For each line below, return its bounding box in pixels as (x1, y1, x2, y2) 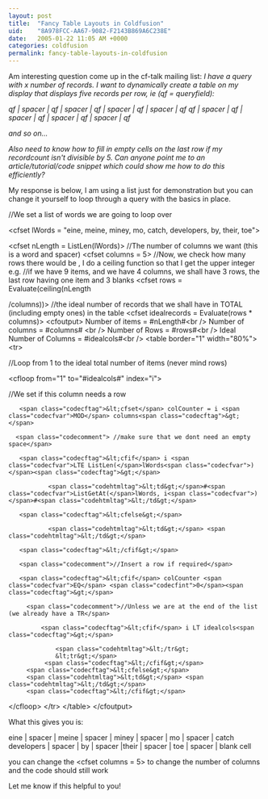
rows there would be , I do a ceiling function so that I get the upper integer (8, 258, 256, 267)
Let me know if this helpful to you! (8, 781, 121, 791)
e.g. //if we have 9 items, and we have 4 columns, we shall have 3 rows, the (8, 267, 260, 276)
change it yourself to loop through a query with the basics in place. (8, 195, 232, 203)
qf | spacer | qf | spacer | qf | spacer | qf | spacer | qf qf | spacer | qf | (8, 104, 243, 114)
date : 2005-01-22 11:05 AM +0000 (8, 34, 128, 43)
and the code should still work (8, 766, 109, 775)
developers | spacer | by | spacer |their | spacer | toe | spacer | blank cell (8, 742, 252, 751)
